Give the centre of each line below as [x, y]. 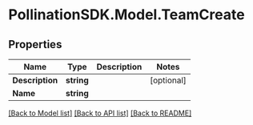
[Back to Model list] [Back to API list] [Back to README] [100, 113]
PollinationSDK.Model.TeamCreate [127, 15]
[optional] [168, 80]
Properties [35, 44]
